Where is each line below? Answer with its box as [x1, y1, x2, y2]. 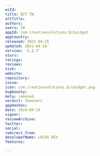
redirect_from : [5, 130, 36, 135]
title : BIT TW [5, 12, 34, 17]
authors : [5, 21, 23, 26]
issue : [5, 80, 19, 85]
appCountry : [5, 35, 29, 40]
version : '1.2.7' [5, 48, 41, 53]
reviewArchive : [5, 116, 36, 122]
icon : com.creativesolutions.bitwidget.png [5, 84, 96, 90]
